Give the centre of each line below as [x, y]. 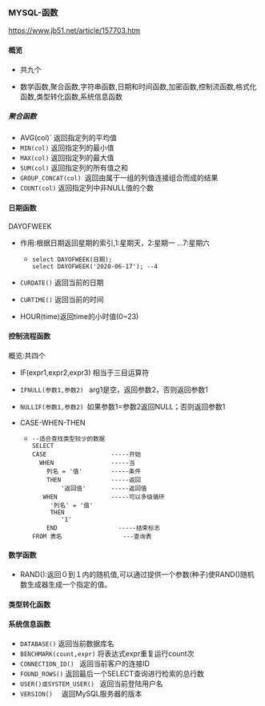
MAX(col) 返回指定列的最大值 [67, 158]
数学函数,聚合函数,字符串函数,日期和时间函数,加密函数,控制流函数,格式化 [138, 87]
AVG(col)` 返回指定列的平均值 [68, 138]
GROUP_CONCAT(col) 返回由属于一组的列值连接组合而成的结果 [119, 178]
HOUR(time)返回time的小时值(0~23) [79, 316]
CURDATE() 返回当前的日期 [62, 282]
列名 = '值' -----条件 [94, 471]
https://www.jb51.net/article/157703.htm [74, 30]
